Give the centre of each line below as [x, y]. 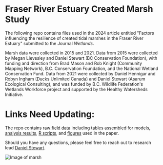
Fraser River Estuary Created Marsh [79, 9]
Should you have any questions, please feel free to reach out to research [78, 142]
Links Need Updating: [50, 114]
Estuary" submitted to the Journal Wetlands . [50, 43]
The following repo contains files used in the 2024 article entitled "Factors [80, 33]
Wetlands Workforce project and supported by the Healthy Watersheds [76, 89]
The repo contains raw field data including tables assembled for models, [78, 128]
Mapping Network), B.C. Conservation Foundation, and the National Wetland [82, 68]
